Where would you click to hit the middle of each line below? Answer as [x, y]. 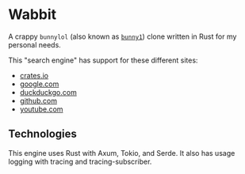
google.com [39, 84]
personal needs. [34, 44]
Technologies [43, 134]
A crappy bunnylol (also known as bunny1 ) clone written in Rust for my [122, 36]
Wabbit [33, 15]
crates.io [34, 75]
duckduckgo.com [48, 92]
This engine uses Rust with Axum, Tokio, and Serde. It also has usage [122, 153]
